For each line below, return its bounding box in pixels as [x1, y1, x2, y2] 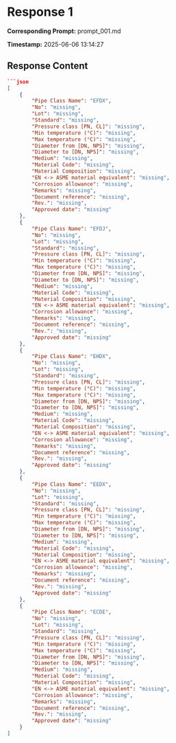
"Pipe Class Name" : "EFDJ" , [32, 225, 112, 232]
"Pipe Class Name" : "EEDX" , [32, 480, 112, 488]
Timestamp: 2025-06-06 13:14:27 [7, 40, 104, 48]
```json [7, 78, 29, 85]
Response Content [7, 60, 88, 72]
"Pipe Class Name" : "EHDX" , [32, 353, 112, 360]
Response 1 [7, 4, 73, 20]
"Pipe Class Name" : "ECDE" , [32, 609, 112, 616]
